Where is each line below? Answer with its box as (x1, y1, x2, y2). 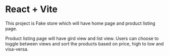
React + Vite (5, 4, 58, 15)
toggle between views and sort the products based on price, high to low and (5, 40, 164, 46)
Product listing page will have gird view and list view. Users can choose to (5, 35, 159, 41)
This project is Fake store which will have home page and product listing (5, 20, 155, 26)
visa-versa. (5, 46, 29, 52)
